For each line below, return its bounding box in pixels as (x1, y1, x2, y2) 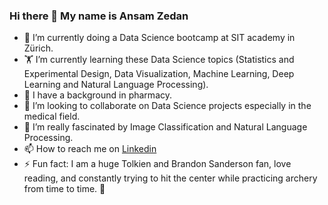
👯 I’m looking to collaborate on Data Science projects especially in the (23, 100, 312, 112)
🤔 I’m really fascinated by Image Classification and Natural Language (23, 121, 308, 133)
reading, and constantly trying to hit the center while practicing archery (23, 172, 318, 184)
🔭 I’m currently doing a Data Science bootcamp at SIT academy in (23, 32, 296, 44)
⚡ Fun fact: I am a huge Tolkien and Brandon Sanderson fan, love (23, 158, 292, 170)
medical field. (23, 110, 81, 123)
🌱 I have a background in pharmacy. (23, 89, 172, 101)
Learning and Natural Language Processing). (23, 79, 209, 91)
